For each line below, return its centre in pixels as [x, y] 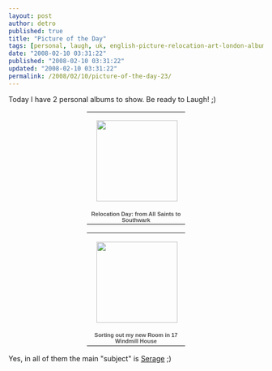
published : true [36, 31]
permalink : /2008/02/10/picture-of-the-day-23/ [90, 76]
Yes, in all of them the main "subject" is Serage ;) [90, 358]
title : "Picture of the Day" [57, 38]
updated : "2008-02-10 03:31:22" [63, 69]
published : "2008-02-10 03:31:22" [67, 62]
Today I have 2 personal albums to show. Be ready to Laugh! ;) [112, 99]
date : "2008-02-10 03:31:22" [57, 53]
